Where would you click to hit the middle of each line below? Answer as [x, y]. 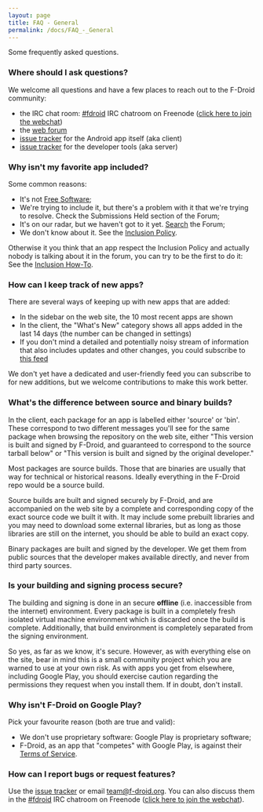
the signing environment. [48, 635]
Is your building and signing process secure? [95, 585]
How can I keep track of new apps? [76, 285]
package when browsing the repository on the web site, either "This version [131, 436]
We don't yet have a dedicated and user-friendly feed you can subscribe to [130, 374]
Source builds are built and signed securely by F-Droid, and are [111, 500]
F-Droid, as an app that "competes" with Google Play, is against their [131, 745]
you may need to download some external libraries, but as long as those [124, 525]
